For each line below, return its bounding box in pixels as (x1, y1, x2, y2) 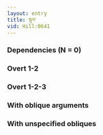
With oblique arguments (7, 101, 89, 110)
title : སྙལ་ (7, 16, 37, 23)
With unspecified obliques (7, 119, 97, 128)
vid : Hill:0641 (7, 23, 50, 29)
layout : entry (7, 10, 48, 17)
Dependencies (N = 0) (7, 45, 82, 55)
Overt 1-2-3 (7, 82, 46, 92)
